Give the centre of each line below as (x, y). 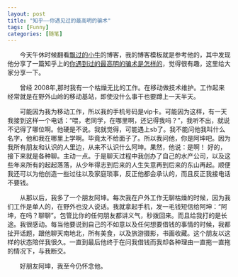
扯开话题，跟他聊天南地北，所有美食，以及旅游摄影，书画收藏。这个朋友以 (116, 233)
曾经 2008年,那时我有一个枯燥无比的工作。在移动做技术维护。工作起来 (123, 88)
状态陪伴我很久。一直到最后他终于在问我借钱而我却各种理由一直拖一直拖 (125, 242)
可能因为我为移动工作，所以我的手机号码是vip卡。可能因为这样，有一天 (124, 112)
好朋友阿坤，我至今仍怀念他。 (63, 266)
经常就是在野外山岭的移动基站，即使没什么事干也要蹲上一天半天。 (103, 97)
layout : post (27, 14)
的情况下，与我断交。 (38, 251)
